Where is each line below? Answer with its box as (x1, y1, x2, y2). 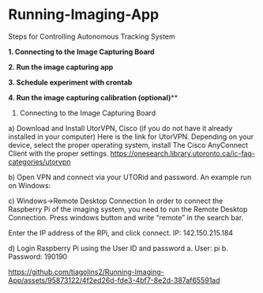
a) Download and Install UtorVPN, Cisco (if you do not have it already (8, 123, 233, 133)
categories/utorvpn (8, 156, 71, 167)
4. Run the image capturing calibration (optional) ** (8, 92, 178, 102)
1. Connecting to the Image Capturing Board (8, 47, 155, 56)
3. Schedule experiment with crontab (8, 77, 133, 87)
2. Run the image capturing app (8, 62, 114, 72)
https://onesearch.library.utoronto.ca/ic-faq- (110, 148, 255, 158)
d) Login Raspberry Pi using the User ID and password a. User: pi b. (8, 243, 229, 253)
